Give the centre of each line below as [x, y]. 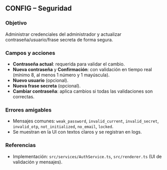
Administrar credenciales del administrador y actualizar [63, 34]
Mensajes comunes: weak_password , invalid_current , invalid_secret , [86, 121]
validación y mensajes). [38, 162]
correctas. [23, 96]
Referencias [21, 145]
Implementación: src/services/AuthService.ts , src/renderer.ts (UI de [87, 156]
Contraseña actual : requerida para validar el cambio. [69, 64]
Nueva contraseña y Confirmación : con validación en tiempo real [82, 69]
